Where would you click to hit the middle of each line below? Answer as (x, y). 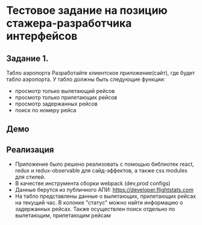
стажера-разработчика (69, 23)
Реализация (30, 149)
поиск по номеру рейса (46, 110)
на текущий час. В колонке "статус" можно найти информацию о (99, 203)
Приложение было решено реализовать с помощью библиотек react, (105, 164)
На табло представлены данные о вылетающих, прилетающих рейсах (106, 196)
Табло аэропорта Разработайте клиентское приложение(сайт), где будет (101, 73)
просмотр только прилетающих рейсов (66, 97)
